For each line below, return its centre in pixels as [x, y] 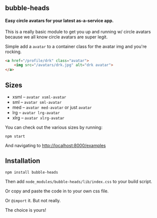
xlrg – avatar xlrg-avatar [38, 118]
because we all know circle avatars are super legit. [56, 37]
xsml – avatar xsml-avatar [39, 97]
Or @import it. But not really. [33, 200]
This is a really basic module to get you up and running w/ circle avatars [78, 31]
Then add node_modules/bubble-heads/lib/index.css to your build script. [79, 181]
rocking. [14, 52]
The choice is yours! [26, 210]
